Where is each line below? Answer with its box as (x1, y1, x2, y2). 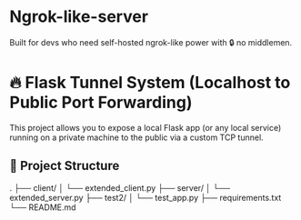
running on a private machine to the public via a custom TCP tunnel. (9, 132, 264, 143)
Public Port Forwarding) (9, 93, 193, 113)
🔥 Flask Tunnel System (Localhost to (9, 73, 291, 93)
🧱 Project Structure (9, 158, 120, 174)
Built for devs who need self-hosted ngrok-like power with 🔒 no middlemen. (9, 36, 293, 47)
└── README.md (9, 202, 76, 213)
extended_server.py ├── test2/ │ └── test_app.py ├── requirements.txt (9, 192, 282, 203)
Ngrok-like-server (9, 6, 148, 27)
